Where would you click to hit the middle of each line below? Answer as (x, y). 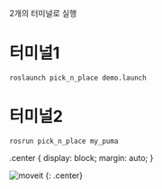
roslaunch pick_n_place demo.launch (78, 78)
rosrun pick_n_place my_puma (64, 141)
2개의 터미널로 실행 (43, 13)
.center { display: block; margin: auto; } (81, 157)
